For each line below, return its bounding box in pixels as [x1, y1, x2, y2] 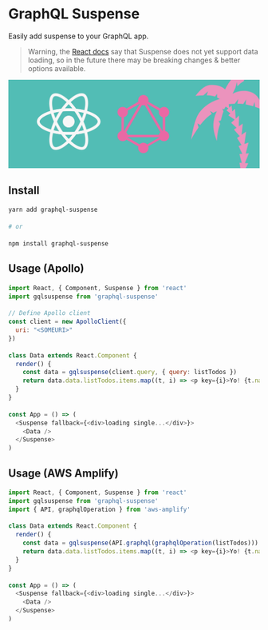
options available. [27, 63, 86, 73]
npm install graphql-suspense [8, 239, 109, 248]
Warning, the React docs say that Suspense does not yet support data [27, 46, 258, 56]
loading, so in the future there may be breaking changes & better [27, 55, 241, 65]
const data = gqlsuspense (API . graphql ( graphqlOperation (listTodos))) [22, 539, 259, 548]
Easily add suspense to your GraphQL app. [8, 31, 149, 41]
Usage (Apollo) [8, 261, 85, 276]
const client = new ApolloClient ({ [8, 317, 127, 326]
